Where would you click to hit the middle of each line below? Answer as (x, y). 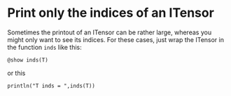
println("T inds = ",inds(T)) (51, 85)
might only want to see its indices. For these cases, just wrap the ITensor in (115, 39)
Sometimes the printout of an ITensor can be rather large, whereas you (110, 32)
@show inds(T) (28, 60)
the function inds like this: (44, 47)
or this (16, 73)
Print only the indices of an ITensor (111, 13)
